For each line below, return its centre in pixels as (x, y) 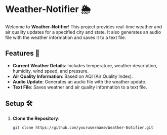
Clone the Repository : (36, 118)
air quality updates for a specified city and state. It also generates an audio (83, 32)
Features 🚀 (23, 53)
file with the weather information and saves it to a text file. (66, 37)
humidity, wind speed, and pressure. (51, 71)
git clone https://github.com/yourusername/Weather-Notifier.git (83, 127)
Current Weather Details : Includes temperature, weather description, (85, 65)
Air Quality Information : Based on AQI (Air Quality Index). (73, 76)
